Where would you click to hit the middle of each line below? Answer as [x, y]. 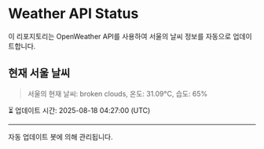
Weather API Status [73, 14]
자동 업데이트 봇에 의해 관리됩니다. [60, 136]
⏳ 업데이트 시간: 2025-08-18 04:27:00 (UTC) [79, 110]
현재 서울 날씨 [39, 73]
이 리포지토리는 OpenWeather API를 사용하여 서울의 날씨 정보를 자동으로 [120, 36]
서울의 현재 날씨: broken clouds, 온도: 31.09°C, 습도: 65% [117, 93]
